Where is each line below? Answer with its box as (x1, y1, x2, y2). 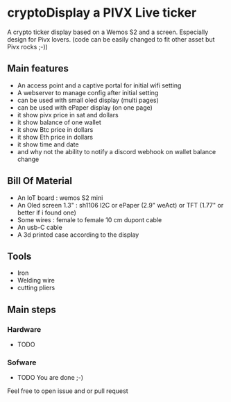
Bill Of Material (7, 175, 73, 187)
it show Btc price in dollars (17, 125, 94, 133)
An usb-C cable (17, 223, 62, 231)
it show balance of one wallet (17, 118, 102, 126)
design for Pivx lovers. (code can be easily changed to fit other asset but (7, 35, 215, 43)
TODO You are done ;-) (17, 374, 84, 382)
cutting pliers (17, 283, 55, 292)
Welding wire (17, 276, 55, 285)
